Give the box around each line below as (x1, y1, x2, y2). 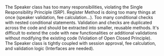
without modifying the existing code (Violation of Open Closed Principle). (5, 35, 152, 41)
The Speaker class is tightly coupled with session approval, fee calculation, (5, 40, 156, 46)
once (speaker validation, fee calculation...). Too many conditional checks (5, 15, 153, 20)
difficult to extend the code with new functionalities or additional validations (5, 30, 157, 36)
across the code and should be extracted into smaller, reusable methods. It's (5, 25, 159, 31)
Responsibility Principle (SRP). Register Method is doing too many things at (5, 9, 156, 15)
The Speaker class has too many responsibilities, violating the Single (5, 4, 143, 10)
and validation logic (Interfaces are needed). (5, 46, 94, 51)
